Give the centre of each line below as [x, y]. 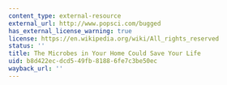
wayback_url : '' [36, 69]
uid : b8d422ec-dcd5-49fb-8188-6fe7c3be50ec [83, 62]
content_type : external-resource [65, 16]
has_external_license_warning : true [70, 31]
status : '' [27, 46]
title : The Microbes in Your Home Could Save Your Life [105, 53]
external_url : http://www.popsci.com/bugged [85, 23]
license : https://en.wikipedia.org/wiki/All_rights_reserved [114, 38]
